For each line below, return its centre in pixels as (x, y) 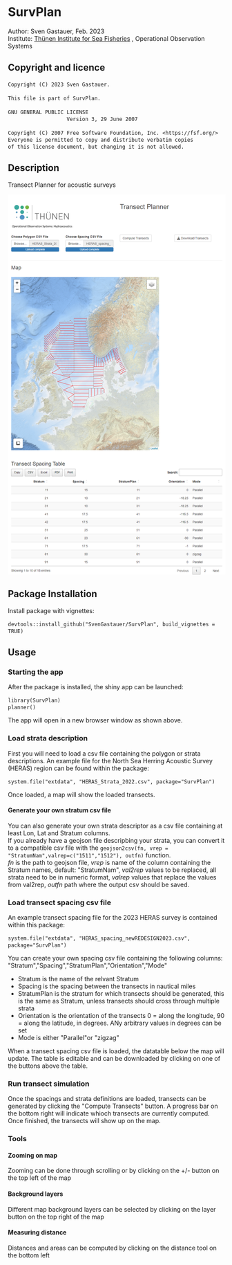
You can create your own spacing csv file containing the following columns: (115, 958)
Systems (20, 46)
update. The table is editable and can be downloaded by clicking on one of (114, 1059)
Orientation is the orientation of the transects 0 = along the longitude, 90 (121, 1016)
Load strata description (48, 738)
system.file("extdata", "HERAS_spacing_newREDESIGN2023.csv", (99, 938)
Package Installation (52, 594)
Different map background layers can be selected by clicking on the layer (112, 1209)
